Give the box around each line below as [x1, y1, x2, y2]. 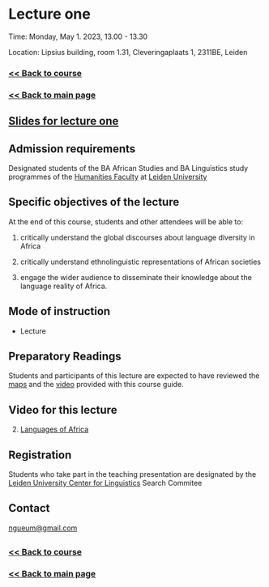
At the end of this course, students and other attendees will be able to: [8, 216, 244, 227]
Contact [8, 501, 50, 515]
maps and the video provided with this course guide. [8, 380, 184, 389]
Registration [8, 448, 72, 462]
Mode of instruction [8, 304, 111, 318]
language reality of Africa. [19, 281, 108, 291]
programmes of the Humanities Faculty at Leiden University [8, 172, 207, 181]
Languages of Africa [19, 424, 89, 434]
